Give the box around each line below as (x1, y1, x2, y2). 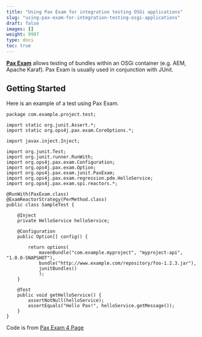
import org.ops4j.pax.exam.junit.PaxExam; (6, 169, 115, 176)
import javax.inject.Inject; (6, 138, 80, 144)
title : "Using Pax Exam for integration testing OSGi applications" (6, 9, 183, 15)
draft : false (6, 20, 39, 26)
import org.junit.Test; (6, 148, 67, 155)
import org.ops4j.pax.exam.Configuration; (6, 159, 115, 165)
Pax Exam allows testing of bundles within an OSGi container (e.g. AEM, (6, 59, 186, 67)
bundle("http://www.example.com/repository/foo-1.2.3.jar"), (38, 260, 197, 266)
